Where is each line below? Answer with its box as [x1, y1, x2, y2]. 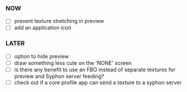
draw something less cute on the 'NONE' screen [14, 59, 132, 66]
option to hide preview [14, 52, 69, 60]
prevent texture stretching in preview [14, 18, 104, 25]
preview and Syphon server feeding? [14, 73, 104, 80]
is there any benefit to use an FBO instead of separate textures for [14, 66, 176, 73]
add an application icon [14, 24, 72, 31]
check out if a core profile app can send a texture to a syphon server [14, 78, 182, 86]
